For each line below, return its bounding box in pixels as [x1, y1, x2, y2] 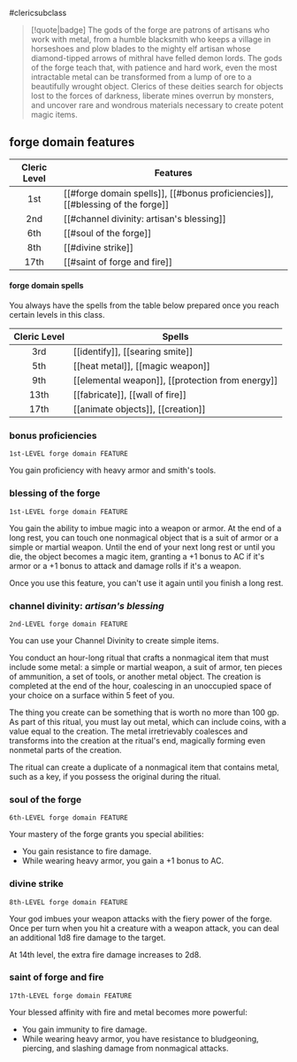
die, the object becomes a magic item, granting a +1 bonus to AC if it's [9, 550, 265, 561]
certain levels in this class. [9, 310, 105, 320]
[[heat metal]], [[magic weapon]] [72, 360, 210, 373]
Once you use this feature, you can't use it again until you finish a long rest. [9, 577, 284, 588]
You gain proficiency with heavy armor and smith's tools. [9, 465, 217, 476]
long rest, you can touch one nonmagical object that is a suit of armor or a [9, 532, 279, 543]
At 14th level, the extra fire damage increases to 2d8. [9, 949, 202, 959]
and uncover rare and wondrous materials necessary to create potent [30, 100, 285, 110]
